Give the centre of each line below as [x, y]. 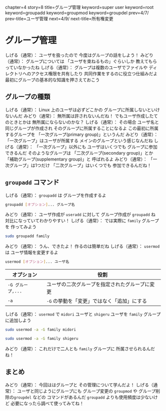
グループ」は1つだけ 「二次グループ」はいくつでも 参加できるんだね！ [80, 165]
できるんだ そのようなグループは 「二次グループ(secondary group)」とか [79, 153]
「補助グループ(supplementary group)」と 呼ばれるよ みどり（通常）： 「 [79, 159]
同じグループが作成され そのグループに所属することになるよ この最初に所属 [82, 128]
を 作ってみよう [21, 227]
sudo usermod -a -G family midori [41, 330]
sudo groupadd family [27, 236]
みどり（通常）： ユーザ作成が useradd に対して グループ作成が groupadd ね [80, 214]
